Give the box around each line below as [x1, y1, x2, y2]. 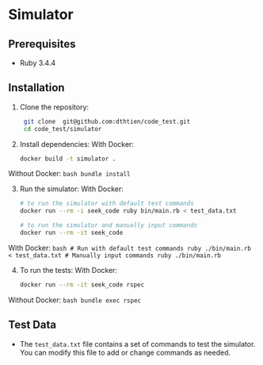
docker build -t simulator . [19, 155, 116, 163]
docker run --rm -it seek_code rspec [19, 280, 145, 289]
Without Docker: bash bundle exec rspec [8, 295, 142, 305]
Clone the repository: [19, 102, 90, 112]
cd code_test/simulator [23, 125, 102, 133]
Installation [8, 81, 65, 94]
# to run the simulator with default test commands [19, 200, 194, 208]
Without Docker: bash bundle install [8, 169, 131, 179]
